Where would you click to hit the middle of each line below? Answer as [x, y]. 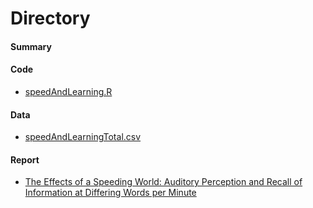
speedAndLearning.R [68, 91]
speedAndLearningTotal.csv [83, 137]
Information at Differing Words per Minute [110, 193]
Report [25, 159]
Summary [31, 46]
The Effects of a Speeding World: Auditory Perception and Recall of [163, 182]
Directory [50, 18]
